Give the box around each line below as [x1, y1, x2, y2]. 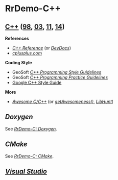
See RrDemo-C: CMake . [5, 153, 54, 159]
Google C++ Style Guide [12, 79, 62, 85]
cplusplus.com [12, 50, 42, 56]
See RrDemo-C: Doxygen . [5, 126, 57, 131]
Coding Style [5, 60, 32, 65]
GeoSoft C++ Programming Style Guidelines [12, 69, 101, 75]
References [5, 35, 29, 41]
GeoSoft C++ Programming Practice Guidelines [12, 75, 108, 80]
